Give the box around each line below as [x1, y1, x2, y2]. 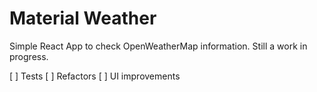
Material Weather [9, 7, 157, 30]
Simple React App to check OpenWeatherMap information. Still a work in [9, 40, 308, 52]
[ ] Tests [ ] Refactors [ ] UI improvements [9, 70, 181, 82]
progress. [9, 50, 49, 62]
